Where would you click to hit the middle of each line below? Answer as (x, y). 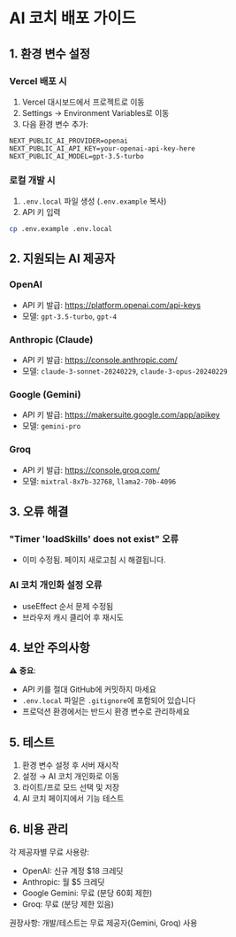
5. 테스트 (32, 742)
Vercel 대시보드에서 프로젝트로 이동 (83, 102)
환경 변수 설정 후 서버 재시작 (70, 765)
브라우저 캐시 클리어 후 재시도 (72, 617)
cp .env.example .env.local (61, 229)
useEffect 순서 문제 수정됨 (68, 606)
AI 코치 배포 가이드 (72, 18)
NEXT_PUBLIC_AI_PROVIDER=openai (69, 141)
